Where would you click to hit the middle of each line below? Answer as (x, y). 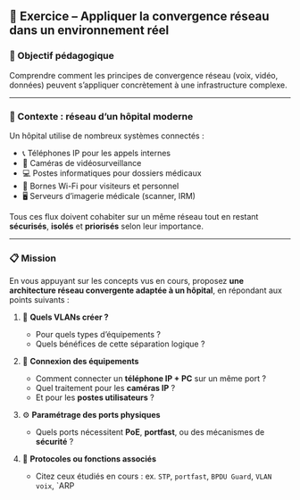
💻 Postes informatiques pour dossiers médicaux (112, 173)
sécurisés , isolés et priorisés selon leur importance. (106, 226)
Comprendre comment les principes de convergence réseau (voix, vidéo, (144, 75)
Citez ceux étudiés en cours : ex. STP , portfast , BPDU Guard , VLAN (154, 476)
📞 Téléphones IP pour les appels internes (96, 153)
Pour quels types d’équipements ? (98, 335)
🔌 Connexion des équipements (80, 362)
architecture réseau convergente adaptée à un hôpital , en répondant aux (146, 290)
